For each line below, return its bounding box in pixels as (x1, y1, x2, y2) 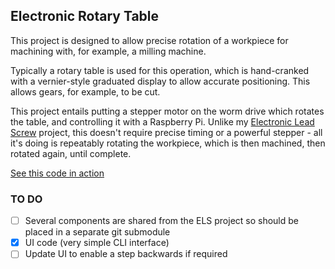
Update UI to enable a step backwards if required (24, 248, 228, 260)
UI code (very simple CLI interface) (24, 237, 170, 249)
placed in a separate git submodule (24, 226, 171, 238)
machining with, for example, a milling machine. (10, 45, 207, 57)
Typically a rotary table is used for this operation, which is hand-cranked (10, 64, 310, 76)
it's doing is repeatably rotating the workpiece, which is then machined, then (10, 137, 326, 149)
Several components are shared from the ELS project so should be (24, 215, 300, 227)
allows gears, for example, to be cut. (10, 85, 161, 98)
